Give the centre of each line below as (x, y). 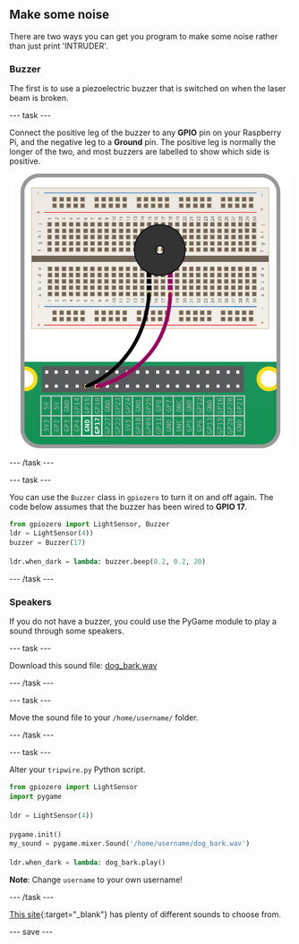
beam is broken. (39, 98)
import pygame (36, 797)
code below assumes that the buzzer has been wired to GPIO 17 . (128, 506)
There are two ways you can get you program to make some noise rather (144, 36)
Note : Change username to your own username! (96, 880)
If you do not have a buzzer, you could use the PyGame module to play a (143, 622)
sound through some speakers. (67, 631)
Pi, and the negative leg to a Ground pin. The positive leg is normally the (142, 142)
